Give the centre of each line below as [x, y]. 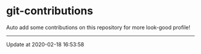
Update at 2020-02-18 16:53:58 [45, 44]
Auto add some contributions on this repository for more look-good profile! [98, 27]
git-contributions [50, 11]
